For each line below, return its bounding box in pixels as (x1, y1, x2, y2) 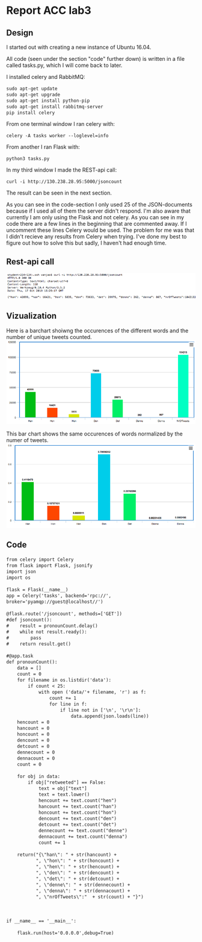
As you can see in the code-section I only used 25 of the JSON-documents (6, 201, 192, 208)
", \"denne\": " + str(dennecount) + (35, 882, 130, 888)
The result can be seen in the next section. (6, 189, 112, 196)
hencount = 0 (17, 719, 50, 725)
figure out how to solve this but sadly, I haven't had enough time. (6, 239, 167, 246)
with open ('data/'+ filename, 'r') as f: (38, 689, 147, 695)
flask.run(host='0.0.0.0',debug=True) (17, 930, 114, 936)
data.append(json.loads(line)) (70, 713, 149, 719)
